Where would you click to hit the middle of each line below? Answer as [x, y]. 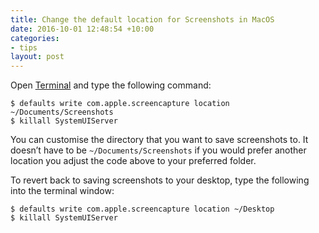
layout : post [37, 57]
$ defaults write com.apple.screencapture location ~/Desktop [142, 209]
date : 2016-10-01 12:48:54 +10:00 [82, 29]
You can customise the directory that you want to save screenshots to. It [159, 140]
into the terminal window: [62, 191]
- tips [24, 47]
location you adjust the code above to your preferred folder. [133, 161]
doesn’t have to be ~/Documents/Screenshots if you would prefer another [158, 150]
